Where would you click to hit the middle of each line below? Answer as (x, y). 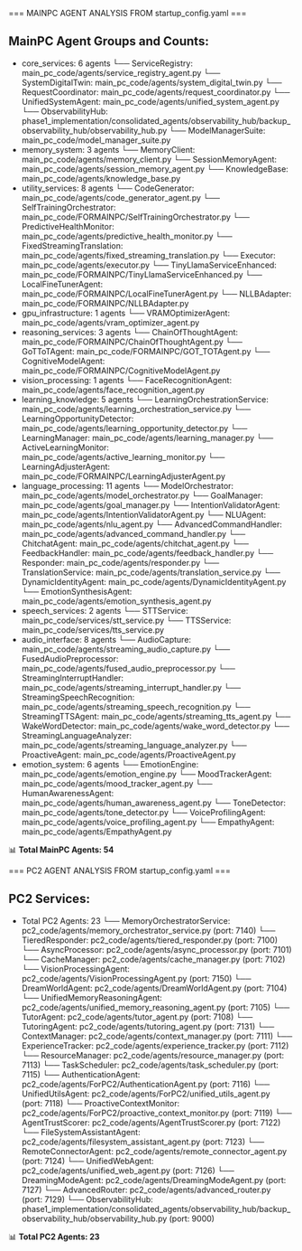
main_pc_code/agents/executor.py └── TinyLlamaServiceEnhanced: (149, 265)
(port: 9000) (192, 1218)
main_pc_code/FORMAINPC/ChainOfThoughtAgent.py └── (132, 342)
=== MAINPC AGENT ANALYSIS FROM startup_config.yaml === (128, 13)
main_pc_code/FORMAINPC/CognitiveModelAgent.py (121, 371)
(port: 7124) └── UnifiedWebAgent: (87, 1161)
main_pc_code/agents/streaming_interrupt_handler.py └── (131, 687)
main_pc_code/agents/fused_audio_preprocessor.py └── (128, 668)
